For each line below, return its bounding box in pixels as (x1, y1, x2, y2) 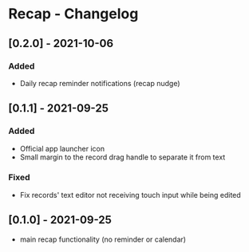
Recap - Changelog (8, 5, 139, 23)
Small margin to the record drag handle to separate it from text (19, 152, 226, 162)
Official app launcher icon (19, 144, 105, 153)
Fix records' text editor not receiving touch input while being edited (19, 190, 241, 199)
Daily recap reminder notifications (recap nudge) (19, 78, 180, 88)
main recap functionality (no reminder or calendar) (19, 234, 186, 244)
